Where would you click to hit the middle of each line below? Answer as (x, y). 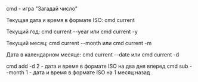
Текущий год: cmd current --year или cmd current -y (72, 31)
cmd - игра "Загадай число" (42, 9)
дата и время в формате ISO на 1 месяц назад (92, 72)
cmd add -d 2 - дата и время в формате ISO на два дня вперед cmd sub (97, 66)
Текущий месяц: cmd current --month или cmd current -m (79, 43)
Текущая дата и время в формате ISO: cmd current (71, 20)
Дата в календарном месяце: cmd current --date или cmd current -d (93, 55)
